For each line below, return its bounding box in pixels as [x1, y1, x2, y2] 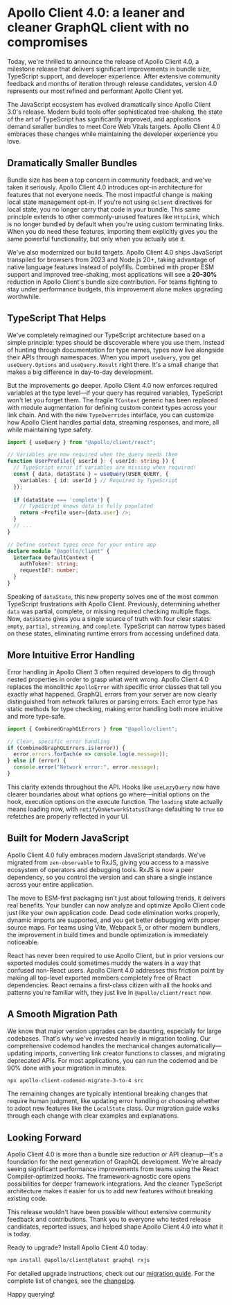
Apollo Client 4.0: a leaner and [7, 5, 186, 21]
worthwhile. [7, 292, 41, 300]
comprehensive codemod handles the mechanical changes [7, 1041, 176, 1050]
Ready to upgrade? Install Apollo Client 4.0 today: [7, 1243, 148, 1252]
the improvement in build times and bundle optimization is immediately [7, 930, 208, 939]
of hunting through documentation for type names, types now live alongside [7, 346, 224, 354]
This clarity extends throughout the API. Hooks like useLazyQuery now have [7, 783, 220, 791]
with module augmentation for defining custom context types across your [7, 403, 217, 411]
